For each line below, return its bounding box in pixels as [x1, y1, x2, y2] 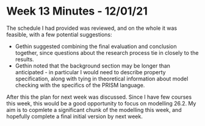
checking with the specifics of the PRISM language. [15, 81, 145, 89]
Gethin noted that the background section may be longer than [15, 62, 171, 69]
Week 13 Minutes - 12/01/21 [6, 4, 148, 18]
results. [15, 55, 35, 63]
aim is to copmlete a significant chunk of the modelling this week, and [6, 106, 182, 113]
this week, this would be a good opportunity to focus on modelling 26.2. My [6, 99, 196, 107]
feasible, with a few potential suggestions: [6, 30, 112, 38]
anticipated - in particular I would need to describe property [15, 68, 166, 75]
